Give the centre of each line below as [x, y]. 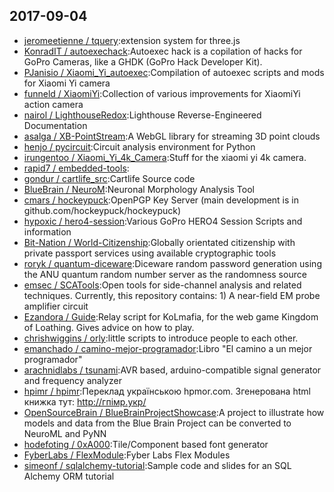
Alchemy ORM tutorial [69, 476]
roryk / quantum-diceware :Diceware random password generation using [172, 263]
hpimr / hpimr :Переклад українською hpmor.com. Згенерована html [167, 391]
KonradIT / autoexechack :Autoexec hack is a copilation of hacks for [163, 51]
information [47, 231]
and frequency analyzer [72, 380]
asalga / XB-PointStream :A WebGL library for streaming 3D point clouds [172, 136]
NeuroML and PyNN [65, 433]
